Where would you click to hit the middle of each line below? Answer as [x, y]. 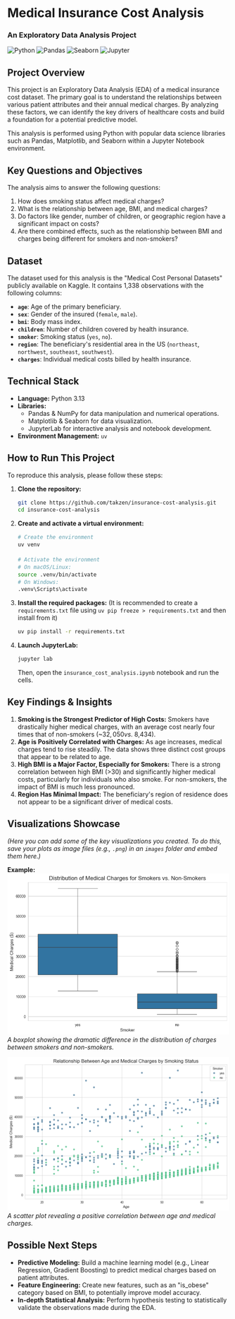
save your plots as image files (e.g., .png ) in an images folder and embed [113, 848]
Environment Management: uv [62, 436]
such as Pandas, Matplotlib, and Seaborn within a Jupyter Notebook [106, 141]
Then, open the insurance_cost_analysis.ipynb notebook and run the [118, 673]
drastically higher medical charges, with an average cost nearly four [116, 727]
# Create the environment [55, 537]
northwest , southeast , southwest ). [66, 352]
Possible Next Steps [52, 1245]
